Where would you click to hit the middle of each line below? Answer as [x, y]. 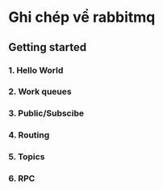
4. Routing [29, 135]
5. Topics [27, 157]
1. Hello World [36, 70]
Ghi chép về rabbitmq [82, 17]
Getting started [48, 47]
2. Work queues [40, 91]
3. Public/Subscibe [46, 113]
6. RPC [22, 179]
